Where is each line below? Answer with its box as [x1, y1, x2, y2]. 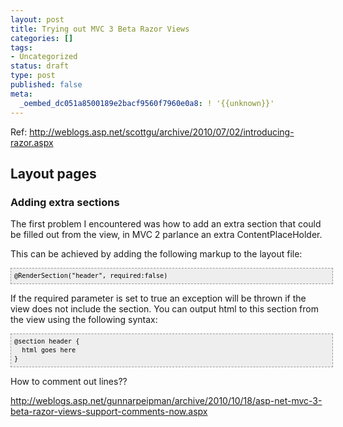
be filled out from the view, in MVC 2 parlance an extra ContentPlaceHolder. [10, 229, 323, 241]
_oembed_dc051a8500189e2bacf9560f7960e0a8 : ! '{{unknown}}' [19, 98, 275, 108]
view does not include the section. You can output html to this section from [10, 303, 319, 315]
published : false [10, 80, 83, 90]
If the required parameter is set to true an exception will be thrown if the [10, 292, 307, 305]
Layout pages [10, 165, 97, 182]
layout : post [10, 14, 65, 25]
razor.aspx [10, 136, 54, 148]
